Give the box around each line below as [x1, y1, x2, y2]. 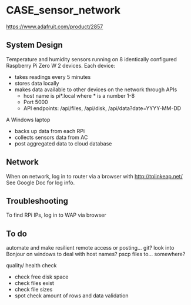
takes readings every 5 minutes [14, 73, 91, 80]
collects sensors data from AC [14, 134, 88, 141]
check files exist [14, 280, 55, 287]
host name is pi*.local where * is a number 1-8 [23, 92, 135, 99]
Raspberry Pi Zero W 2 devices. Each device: [6, 62, 116, 69]
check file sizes [14, 286, 53, 293]
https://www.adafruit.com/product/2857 [6, 23, 103, 30]
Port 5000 [23, 98, 48, 105]
